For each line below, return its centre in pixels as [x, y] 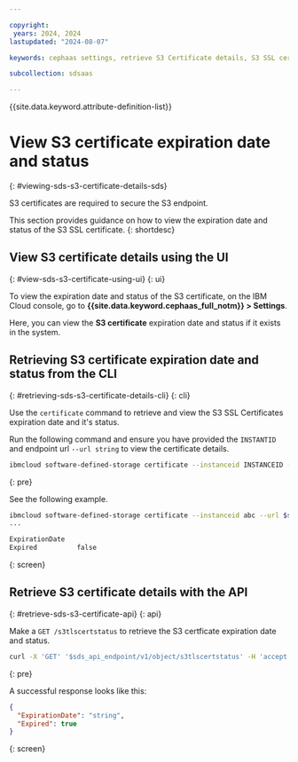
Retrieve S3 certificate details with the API [129, 592]
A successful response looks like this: [78, 691]
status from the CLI [63, 374]
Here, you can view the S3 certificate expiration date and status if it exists [145, 322]
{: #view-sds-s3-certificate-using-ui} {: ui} [87, 279]
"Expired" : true [47, 724]
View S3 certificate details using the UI [119, 258]
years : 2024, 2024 [47, 33]
